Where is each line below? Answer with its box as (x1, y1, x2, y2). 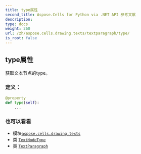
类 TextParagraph (12, 142, 48, 149)
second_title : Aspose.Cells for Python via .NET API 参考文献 (5, 12, 136, 17)
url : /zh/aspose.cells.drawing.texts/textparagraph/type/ (5, 31, 130, 36)
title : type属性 (5, 7, 38, 13)
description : (5, 17, 33, 22)
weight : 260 (5, 26, 30, 31)
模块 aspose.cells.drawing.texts (12, 130, 81, 136)
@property (5, 95, 26, 100)
